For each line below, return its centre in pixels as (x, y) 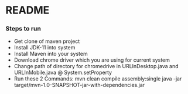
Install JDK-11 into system (45, 48)
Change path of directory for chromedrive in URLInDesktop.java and (96, 66)
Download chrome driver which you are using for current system (92, 60)
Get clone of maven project (47, 41)
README (28, 10)
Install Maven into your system (51, 54)
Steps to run (23, 29)
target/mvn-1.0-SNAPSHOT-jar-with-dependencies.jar (79, 85)
